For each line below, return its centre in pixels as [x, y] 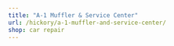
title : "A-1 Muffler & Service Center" [73, 15]
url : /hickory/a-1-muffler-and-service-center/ [87, 23]
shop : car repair [36, 30]
